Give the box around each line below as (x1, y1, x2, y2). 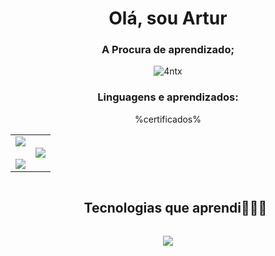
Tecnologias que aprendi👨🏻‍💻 (83, 200, 268, 217)
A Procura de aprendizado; (101, 43, 235, 57)
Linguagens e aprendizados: (97, 90, 239, 104)
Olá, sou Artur (108, 7, 228, 30)
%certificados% (134, 113, 202, 125)
